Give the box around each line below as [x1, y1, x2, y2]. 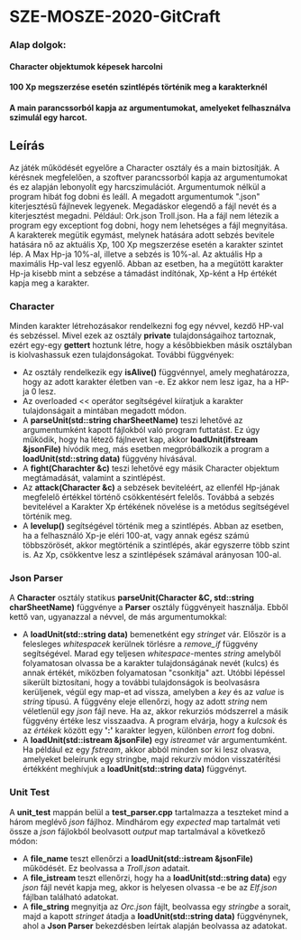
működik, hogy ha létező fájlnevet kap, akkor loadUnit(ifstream [22, 434, 259, 445]
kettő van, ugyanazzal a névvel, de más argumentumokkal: [9, 612, 227, 623]
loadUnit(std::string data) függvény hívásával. [22, 454, 197, 464]
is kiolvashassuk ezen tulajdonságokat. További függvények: [9, 350, 234, 360]
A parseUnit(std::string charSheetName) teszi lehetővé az [22, 415, 243, 426]
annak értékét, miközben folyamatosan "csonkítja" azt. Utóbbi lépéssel [22, 667, 286, 679]
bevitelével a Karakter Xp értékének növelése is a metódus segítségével [22, 502, 290, 512]
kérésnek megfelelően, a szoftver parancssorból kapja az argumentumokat [9, 172, 288, 183]
